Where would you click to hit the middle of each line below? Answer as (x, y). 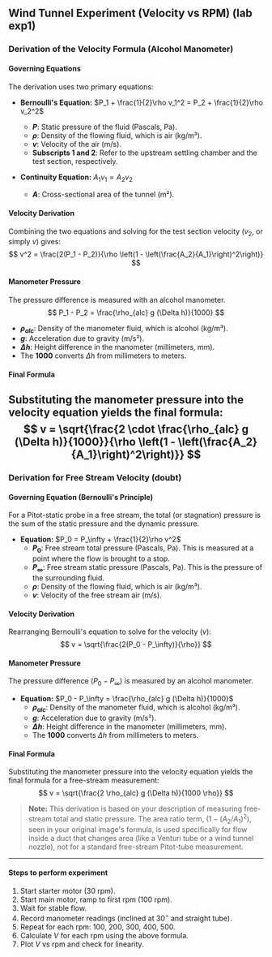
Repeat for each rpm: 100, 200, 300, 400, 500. (98, 927)
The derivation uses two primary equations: (81, 86)
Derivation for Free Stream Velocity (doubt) (95, 478)
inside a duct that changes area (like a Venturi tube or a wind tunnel (141, 838)
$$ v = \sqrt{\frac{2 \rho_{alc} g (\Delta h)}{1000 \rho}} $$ (136, 793)
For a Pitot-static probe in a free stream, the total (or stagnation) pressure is (135, 515)
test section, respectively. (75, 161)
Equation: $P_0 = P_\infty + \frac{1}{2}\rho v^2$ (100, 540)
